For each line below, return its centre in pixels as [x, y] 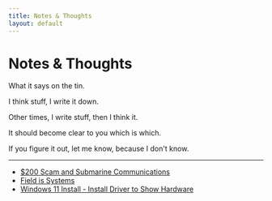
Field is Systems [47, 181]
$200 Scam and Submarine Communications [95, 172]
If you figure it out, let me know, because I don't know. [99, 149]
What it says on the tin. [47, 86]
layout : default [36, 24]
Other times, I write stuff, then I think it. [73, 118]
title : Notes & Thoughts [50, 16]
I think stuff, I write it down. [53, 101]
